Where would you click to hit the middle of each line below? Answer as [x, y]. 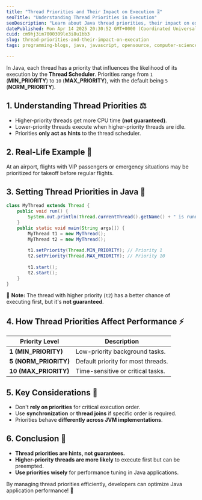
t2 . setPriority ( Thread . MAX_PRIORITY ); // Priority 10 [96, 256]
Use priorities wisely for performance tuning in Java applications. [97, 472]
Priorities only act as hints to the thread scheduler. [78, 133]
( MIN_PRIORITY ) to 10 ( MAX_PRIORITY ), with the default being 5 [87, 80]
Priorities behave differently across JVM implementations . [89, 420]
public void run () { [43, 211]
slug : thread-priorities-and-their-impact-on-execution [78, 40]
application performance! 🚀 [40, 490]
